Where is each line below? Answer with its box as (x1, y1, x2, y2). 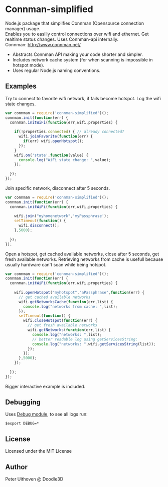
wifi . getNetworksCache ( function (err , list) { (18, 299, 113, 304)
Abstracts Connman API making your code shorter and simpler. (12, 51, 143, 57)
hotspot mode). (12, 62, 45, 68)
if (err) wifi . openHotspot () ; (23, 138, 84, 144)
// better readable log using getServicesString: (32, 336, 138, 342)
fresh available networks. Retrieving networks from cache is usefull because (5, 256, 163, 262)
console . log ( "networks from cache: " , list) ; (23, 304, 118, 309)
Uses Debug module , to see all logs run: (5, 411, 88, 418)
